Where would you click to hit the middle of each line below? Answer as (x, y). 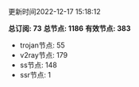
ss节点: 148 (38, 65)
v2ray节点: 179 (44, 55)
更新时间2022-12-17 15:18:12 (54, 11)
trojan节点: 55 (42, 45)
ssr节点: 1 (35, 75)
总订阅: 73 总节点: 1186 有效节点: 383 (69, 28)
